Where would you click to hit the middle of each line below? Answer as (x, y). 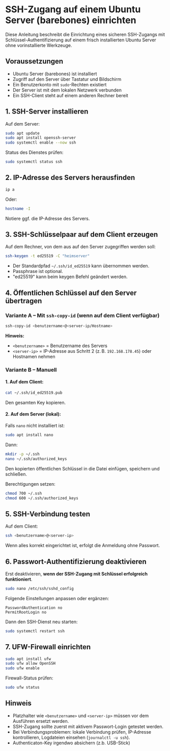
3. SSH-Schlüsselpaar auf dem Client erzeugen (82, 234)
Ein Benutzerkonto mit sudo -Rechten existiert (60, 84)
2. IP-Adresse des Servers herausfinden (70, 178)
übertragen (24, 301)
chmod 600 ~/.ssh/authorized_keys (42, 498)
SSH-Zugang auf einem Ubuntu (73, 9)
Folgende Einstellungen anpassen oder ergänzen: (57, 598)
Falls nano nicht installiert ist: (35, 426)
